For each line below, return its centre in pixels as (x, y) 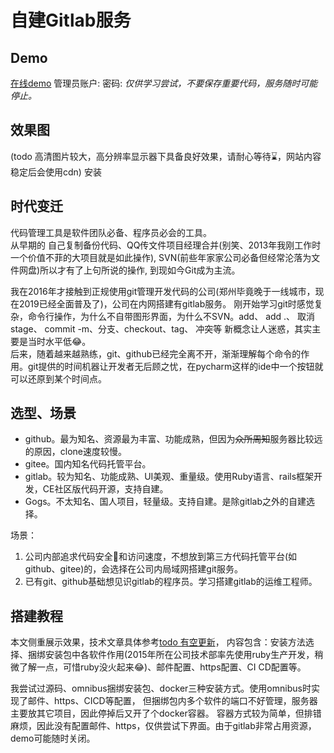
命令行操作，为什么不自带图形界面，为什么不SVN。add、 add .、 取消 (171, 316)
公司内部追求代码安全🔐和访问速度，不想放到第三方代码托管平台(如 (161, 557)
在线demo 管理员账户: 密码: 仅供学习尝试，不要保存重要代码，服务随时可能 (164, 83)
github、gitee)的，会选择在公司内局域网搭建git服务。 (133, 569)
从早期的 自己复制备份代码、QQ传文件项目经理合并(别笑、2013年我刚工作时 (166, 245)
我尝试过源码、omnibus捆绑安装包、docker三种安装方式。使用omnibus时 (161, 688)
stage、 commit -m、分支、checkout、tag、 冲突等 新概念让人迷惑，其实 (161, 328)
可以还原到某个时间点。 (58, 378)
